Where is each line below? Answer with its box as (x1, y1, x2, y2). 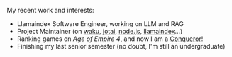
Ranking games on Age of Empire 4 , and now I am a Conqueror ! (16, 34, 204, 43)
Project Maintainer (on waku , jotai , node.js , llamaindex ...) (16, 27, 183, 35)
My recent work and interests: (6, 6, 94, 14)
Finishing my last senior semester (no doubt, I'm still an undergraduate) (16, 42, 226, 50)
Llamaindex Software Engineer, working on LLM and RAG (16, 20, 184, 27)
